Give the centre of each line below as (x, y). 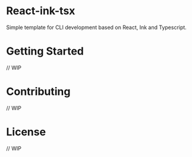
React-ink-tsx (41, 11)
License (26, 132)
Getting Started (45, 51)
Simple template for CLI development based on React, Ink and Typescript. (97, 27)
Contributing (38, 92)
